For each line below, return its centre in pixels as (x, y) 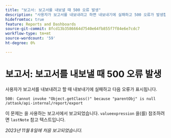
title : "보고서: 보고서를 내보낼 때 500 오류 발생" (53, 10)
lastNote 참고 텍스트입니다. (38, 119)
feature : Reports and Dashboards (41, 24)
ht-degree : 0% (20, 43)
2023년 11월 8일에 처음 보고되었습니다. (44, 130)
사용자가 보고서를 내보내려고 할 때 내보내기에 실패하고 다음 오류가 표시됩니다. (81, 89)
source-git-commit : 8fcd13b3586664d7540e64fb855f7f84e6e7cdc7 (73, 29)
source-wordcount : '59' (31, 39)
